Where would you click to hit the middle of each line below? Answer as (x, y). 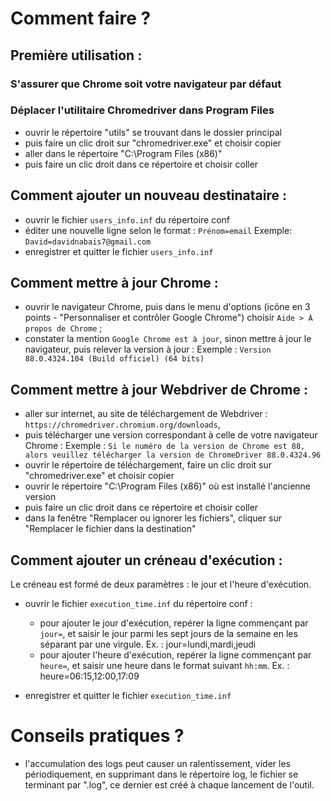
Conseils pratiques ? (97, 736)
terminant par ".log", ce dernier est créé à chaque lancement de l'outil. (169, 784)
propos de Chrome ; (63, 328)
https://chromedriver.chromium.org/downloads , (122, 424)
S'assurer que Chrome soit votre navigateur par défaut (146, 84)
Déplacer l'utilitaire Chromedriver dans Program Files (142, 110)
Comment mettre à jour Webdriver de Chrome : (159, 389)
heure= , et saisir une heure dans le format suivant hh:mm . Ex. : (164, 666)
